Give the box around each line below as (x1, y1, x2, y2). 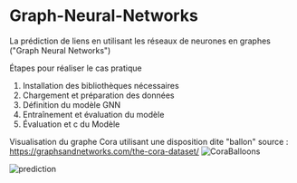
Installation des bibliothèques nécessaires (22, 80, 179, 91)
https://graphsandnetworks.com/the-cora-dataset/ (9, 146, 199, 157)
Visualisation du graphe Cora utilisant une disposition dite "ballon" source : (9, 136, 289, 147)
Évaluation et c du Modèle (22, 119, 120, 130)
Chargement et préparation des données (22, 90, 175, 101)
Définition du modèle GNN (22, 99, 121, 110)
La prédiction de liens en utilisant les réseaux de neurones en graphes (9, 35, 272, 46)
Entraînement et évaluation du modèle (22, 109, 165, 120)
